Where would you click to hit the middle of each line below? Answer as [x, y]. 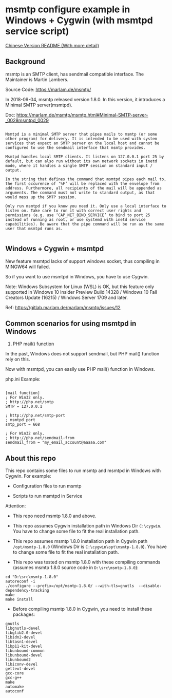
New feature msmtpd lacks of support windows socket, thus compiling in [83, 261]
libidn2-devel [21, 637]
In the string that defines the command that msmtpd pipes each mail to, [86, 179]
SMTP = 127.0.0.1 [24, 407]
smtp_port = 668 [23, 425]
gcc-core [15, 673]
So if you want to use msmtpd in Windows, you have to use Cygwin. [77, 276]
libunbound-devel [24, 655]
